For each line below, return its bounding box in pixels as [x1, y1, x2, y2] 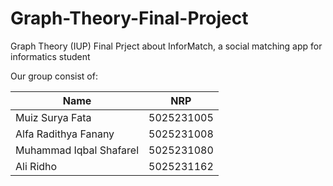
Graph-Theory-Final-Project [10, 7, 249, 30]
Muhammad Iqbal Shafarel [15, 143, 139, 157]
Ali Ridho [15, 159, 58, 173]
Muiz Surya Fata [15, 110, 92, 124]
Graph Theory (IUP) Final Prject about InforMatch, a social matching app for [10, 40, 323, 52]
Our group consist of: [10, 70, 98, 82]
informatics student [10, 50, 91, 62]
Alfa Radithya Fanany [15, 127, 115, 141]
